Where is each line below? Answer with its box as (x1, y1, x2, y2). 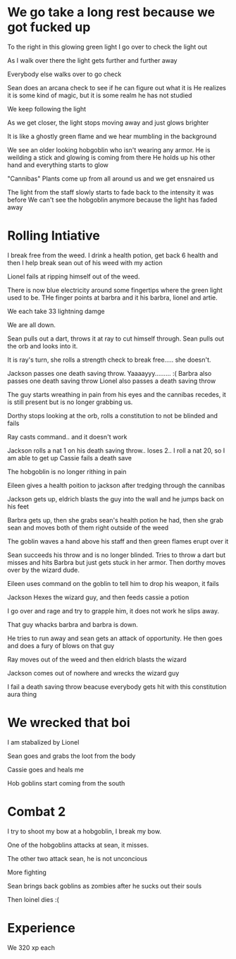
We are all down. (7, 320, 56, 329)
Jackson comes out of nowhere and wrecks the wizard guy (7, 668, 180, 677)
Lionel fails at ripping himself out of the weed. (7, 272, 140, 281)
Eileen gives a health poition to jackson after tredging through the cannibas (7, 481, 225, 489)
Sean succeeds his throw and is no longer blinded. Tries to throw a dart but (7, 551, 225, 559)
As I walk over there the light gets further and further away (7, 56, 178, 64)
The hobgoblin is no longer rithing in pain (7, 467, 127, 476)
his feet (7, 502, 30, 511)
